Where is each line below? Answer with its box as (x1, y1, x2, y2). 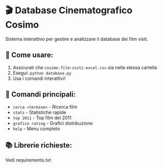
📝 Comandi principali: (5, 90, 76, 99)
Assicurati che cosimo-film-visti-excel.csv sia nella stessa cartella (12, 64, 157, 70)
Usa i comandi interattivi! (12, 75, 66, 81)
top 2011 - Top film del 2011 (12, 114, 72, 121)
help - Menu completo (12, 125, 60, 132)
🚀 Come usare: (5, 51, 53, 59)
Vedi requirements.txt (5, 157, 51, 163)
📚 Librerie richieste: (5, 141, 72, 150)
